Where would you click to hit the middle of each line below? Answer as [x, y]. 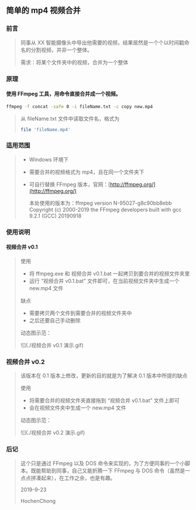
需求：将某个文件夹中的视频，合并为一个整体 [74, 62]
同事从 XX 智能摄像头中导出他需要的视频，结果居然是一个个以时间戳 [102, 42]
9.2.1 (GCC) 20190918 [55, 216]
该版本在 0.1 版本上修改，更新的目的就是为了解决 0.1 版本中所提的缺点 [104, 375]
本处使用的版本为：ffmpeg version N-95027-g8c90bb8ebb [100, 203]
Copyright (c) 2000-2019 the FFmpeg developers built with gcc [105, 209]
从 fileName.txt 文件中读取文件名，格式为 [70, 118]
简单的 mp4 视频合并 [43, 11]
